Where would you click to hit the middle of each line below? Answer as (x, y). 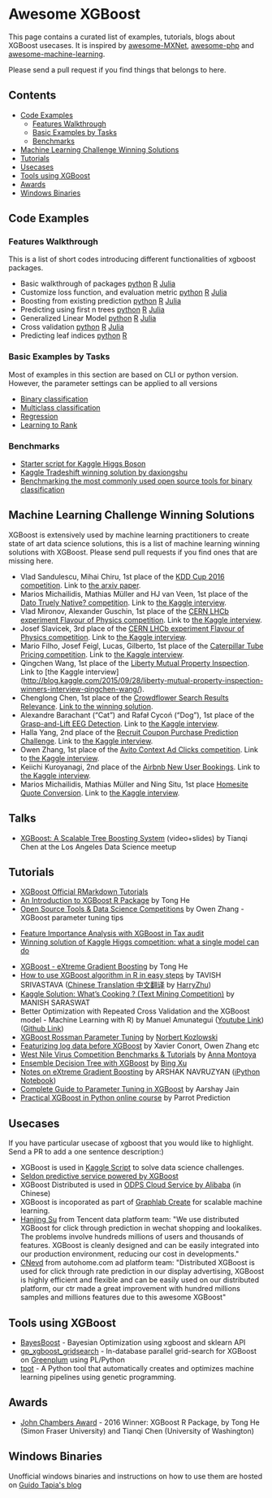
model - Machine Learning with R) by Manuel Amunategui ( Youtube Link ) (142, 1020)
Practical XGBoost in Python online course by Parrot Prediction (125, 1098)
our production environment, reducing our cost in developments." (130, 1254)
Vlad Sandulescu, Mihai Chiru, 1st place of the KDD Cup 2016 (122, 576)
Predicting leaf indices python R (73, 335)
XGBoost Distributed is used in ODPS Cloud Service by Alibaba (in (130, 1185)
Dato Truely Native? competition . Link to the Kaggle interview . (123, 602)
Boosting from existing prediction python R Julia (100, 301)
